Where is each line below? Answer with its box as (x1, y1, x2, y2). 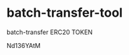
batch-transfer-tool (6, 5, 123, 21)
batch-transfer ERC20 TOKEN (6, 28, 93, 36)
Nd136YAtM (6, 41, 41, 49)
